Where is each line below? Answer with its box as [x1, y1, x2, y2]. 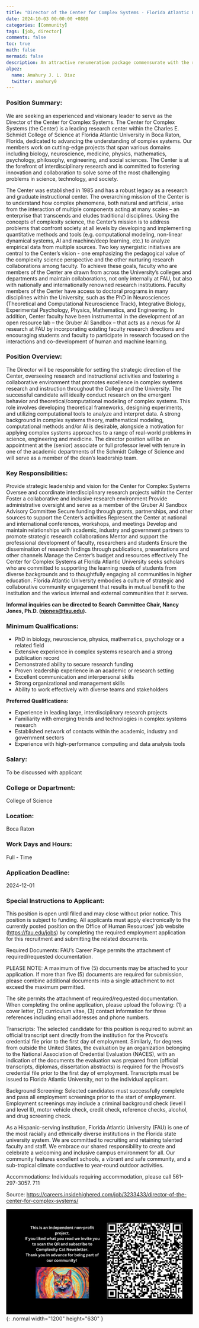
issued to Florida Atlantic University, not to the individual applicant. [6, 1076, 169, 1083]
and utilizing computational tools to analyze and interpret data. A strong [6, 410, 181, 417]
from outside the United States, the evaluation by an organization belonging [6, 1044, 191, 1052]
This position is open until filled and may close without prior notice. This [6, 910, 182, 917]
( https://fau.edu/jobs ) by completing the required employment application [6, 929, 185, 936]
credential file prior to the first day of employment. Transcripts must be [6, 1070, 179, 1077]
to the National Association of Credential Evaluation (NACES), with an [6, 1051, 175, 1058]
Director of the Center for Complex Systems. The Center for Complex [6, 119, 175, 126]
